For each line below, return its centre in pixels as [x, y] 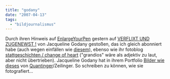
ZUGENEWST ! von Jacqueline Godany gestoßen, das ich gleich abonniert [84, 44]
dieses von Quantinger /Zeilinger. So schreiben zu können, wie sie [74, 66]
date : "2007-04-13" [26, 15]
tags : [11, 19]
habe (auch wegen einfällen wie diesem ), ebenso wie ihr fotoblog [74, 49]
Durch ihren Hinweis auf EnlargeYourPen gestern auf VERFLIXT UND [78, 39]
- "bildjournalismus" [33, 24]
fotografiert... [19, 71]
